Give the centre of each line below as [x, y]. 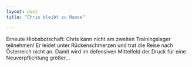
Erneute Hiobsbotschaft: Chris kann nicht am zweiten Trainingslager [88, 39]
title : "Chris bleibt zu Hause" [46, 17]
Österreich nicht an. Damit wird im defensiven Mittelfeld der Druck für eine [96, 51]
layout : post [22, 11]
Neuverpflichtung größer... [38, 58]
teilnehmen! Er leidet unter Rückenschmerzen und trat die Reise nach [90, 45]
